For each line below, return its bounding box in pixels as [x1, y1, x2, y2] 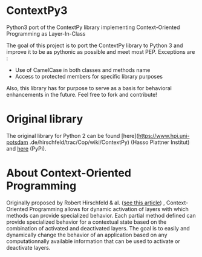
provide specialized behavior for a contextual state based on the [6, 218, 167, 226]
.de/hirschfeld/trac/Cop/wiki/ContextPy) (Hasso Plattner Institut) [29, 138, 190, 146]
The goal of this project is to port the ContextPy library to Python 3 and [6, 42, 183, 49]
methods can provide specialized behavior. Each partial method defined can [6, 212, 196, 219]
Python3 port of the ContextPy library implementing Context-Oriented [6, 24, 180, 31]
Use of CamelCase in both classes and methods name [15, 66, 151, 73]
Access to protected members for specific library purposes [15, 73, 163, 80]
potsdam [6, 138, 28, 146]
